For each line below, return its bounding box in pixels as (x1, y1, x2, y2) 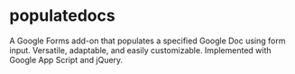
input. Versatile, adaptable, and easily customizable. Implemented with (9, 44, 272, 55)
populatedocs (9, 5, 115, 26)
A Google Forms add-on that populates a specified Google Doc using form (9, 35, 286, 46)
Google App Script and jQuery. (9, 54, 124, 65)
